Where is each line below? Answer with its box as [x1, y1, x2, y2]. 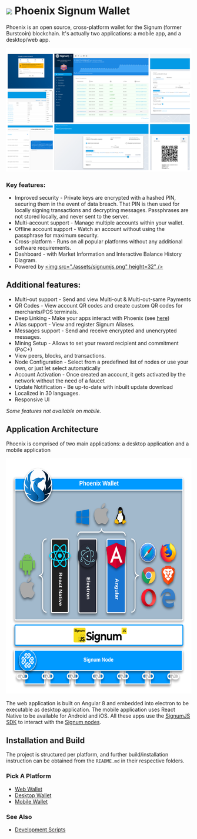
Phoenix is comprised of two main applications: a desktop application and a [6, 440, 189, 447]
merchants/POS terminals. [14, 308, 78, 315]
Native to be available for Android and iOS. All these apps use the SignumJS [6, 712, 191, 719]
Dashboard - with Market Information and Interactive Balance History [14, 250, 182, 257]
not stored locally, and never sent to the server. [14, 213, 129, 220]
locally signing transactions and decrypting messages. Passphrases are [14, 206, 189, 213]
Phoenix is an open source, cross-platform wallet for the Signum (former [6, 24, 182, 31]
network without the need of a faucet [14, 377, 105, 384]
